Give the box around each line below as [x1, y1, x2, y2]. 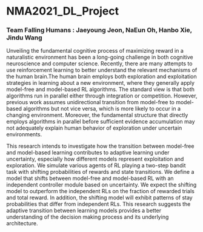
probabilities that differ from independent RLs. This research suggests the [6, 201, 191, 208]
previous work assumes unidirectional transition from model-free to [6, 99, 175, 106]
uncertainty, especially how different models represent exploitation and [6, 156, 184, 163]
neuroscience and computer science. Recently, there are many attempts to [6, 60, 193, 67]
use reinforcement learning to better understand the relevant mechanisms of [6, 67, 198, 74]
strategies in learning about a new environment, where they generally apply [6, 79, 195, 87]
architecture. [6, 220, 38, 227]
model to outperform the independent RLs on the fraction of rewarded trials [6, 188, 195, 195]
